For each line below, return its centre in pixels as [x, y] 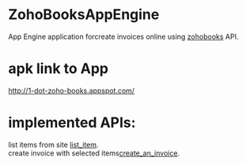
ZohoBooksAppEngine [84, 15]
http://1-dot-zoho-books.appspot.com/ [72, 90]
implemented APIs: [72, 123]
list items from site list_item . [53, 144]
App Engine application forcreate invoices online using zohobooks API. [123, 36]
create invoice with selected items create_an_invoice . [94, 153]
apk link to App [59, 69]
